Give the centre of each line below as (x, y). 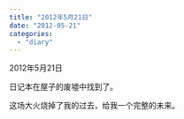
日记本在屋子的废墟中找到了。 (63, 87)
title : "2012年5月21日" (51, 17)
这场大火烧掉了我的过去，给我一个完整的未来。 (94, 106)
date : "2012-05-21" (45, 26)
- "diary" (35, 42)
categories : (31, 33)
